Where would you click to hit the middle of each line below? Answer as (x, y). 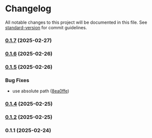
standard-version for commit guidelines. (46, 27)
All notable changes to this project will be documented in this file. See (76, 22)
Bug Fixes (17, 80)
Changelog (28, 9)
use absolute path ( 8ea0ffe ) (41, 91)
